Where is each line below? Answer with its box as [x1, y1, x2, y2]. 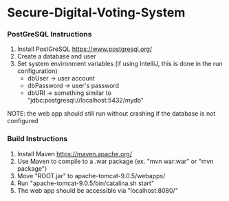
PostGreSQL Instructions [7, 30, 92, 39]
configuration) [17, 67, 58, 75]
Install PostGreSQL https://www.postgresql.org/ [17, 45, 153, 53]
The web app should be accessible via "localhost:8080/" [17, 186, 179, 194]
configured [7, 117, 39, 125]
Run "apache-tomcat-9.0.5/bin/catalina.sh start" [17, 179, 155, 187]
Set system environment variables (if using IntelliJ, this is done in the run [17, 60, 223, 68]
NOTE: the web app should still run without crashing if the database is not [7, 109, 216, 118]
